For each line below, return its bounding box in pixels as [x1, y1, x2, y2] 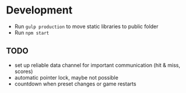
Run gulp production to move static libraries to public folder [14, 23, 159, 30]
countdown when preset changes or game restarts [14, 80, 136, 87]
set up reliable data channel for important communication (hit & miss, [14, 61, 181, 68]
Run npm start [14, 29, 50, 36]
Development [6, 4, 73, 17]
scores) [14, 68, 33, 75]
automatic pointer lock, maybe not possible [14, 74, 118, 81]
